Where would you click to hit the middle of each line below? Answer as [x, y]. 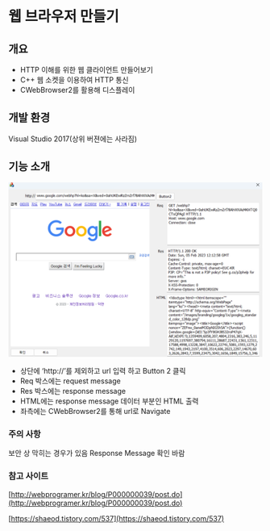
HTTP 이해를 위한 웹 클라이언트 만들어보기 [86, 70]
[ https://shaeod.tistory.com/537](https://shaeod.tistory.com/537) [116, 518]
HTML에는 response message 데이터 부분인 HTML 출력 [109, 401]
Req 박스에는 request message [70, 381]
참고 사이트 [29, 476]
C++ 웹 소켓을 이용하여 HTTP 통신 [74, 80]
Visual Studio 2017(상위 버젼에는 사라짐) [73, 139]
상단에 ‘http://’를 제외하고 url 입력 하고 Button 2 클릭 [103, 371]
